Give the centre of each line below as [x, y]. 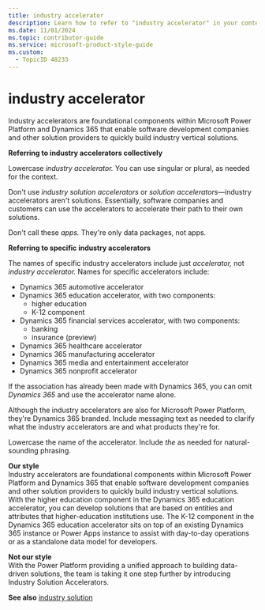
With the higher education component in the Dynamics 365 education [121, 499]
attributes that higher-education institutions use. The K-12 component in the [131, 516]
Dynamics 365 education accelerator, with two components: [118, 295]
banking [45, 328]
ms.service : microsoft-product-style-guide [81, 45]
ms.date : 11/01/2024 [42, 30]
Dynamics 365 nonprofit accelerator [78, 371]
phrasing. [56, 450]
